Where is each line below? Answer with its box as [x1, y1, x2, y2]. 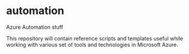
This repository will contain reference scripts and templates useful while [6, 35, 184, 42]
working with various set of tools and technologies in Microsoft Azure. [6, 41, 179, 48]
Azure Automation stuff [6, 23, 64, 31]
